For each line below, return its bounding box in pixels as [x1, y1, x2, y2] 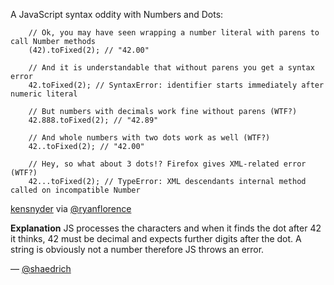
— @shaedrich [10, 263, 72, 274]
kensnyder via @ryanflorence [10, 203, 132, 214]
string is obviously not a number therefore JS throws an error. [10, 244, 265, 255]
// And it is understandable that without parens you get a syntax [28, 63, 315, 73]
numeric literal [10, 89, 78, 99]
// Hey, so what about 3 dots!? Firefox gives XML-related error [28, 159, 307, 169]
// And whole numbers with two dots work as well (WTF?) [28, 133, 271, 143]
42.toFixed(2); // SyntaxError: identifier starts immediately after [28, 80, 325, 90]
